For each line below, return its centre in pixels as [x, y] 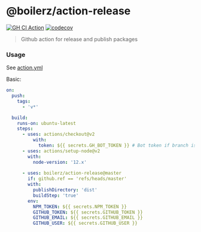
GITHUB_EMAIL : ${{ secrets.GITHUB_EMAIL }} [88, 218]
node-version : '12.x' [60, 162]
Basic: [14, 80]
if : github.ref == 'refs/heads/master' [77, 179]
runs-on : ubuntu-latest [47, 123]
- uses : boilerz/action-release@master [71, 173]
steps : [25, 129]
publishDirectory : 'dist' [65, 190]
